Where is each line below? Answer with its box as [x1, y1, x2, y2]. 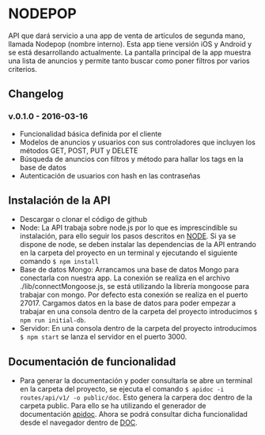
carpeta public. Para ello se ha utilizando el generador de [19, 401, 206, 411]
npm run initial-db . [19, 315, 86, 324]
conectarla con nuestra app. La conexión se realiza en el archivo [19, 273, 231, 283]
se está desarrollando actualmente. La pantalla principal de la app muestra [8, 47, 252, 57]
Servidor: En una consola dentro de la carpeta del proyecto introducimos [19, 324, 257, 333]
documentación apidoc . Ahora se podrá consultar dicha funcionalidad [19, 410, 248, 419]
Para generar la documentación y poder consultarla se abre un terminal [19, 376, 253, 385]
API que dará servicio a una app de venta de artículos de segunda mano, [8, 31, 245, 40]
